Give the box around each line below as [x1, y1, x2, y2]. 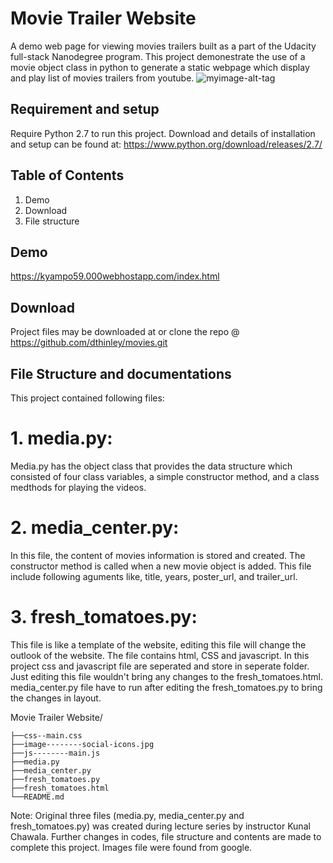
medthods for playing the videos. [10, 481, 147, 493]
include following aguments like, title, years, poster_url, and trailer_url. [10, 570, 298, 582]
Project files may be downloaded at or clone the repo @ [10, 326, 240, 338]
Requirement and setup [10, 101, 160, 118]
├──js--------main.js [10, 748, 101, 758]
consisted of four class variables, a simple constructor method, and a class [10, 470, 320, 482]
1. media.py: [10, 427, 113, 450]
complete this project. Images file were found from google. [10, 841, 253, 853]
